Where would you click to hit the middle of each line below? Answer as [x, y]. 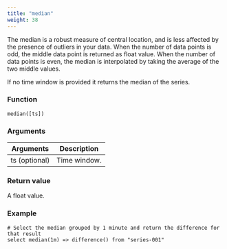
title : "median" [30, 13]
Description [79, 149]
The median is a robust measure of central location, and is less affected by [113, 39]
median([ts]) [26, 114]
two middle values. [34, 69]
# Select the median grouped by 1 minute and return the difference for [113, 228]
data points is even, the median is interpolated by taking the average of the [113, 61]
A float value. [26, 195]
